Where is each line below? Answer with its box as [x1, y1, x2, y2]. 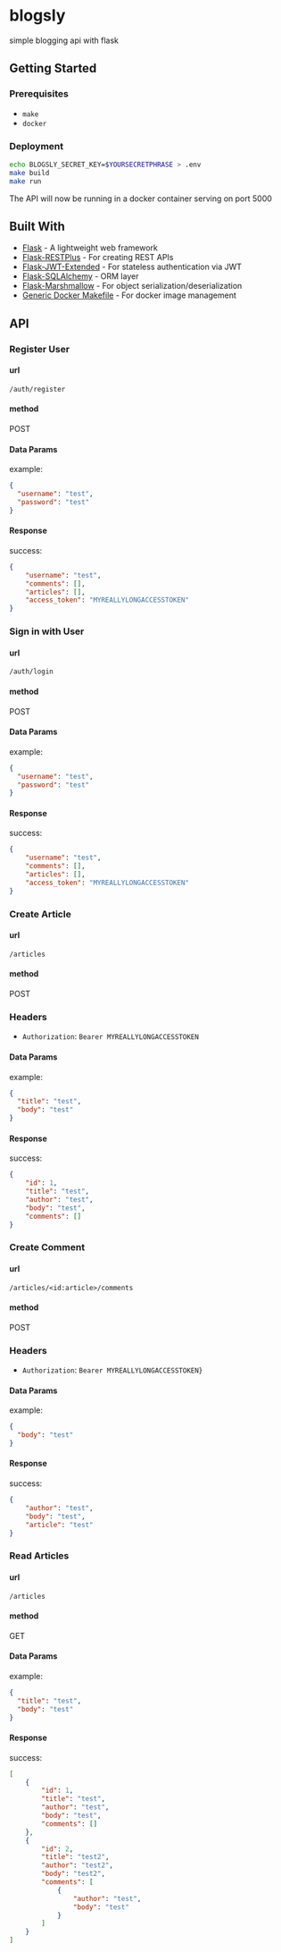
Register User [9, 342, 70, 355]
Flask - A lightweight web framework [21, 242, 159, 253]
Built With [9, 218, 65, 233]
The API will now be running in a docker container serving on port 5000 [9, 193, 272, 204]
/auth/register [9, 384, 66, 393]
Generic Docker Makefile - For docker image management [21, 290, 236, 300]
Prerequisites [9, 88, 69, 100]
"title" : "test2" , [41, 1853, 110, 1862]
